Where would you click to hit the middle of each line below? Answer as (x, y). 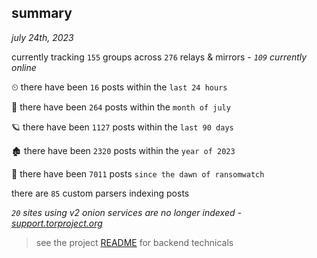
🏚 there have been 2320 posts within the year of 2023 (123, 150)
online (24, 67)
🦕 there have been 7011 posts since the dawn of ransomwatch (138, 173)
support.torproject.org (57, 223)
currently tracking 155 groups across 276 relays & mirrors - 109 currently (159, 57)
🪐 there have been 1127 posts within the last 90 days (122, 127)
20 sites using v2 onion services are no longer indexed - (126, 212)
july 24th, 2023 (42, 37)
